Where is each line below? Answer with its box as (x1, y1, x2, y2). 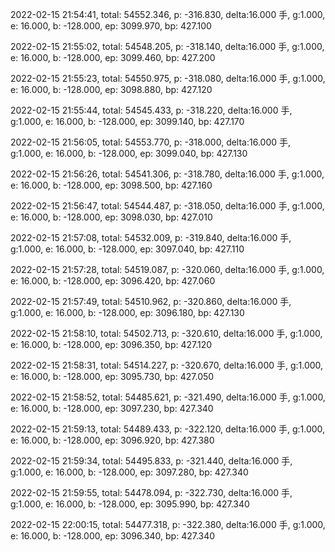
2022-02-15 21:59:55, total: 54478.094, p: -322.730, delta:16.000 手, (10, 487, 293, 498)
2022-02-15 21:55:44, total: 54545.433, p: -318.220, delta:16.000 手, (10, 104, 293, 116)
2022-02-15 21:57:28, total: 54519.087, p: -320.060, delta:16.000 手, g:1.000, (10, 264, 325, 275)
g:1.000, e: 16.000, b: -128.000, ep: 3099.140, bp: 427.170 (10, 116, 245, 127)
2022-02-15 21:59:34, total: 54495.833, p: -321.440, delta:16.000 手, (10, 455, 293, 467)
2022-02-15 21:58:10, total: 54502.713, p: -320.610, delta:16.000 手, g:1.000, (10, 328, 323, 339)
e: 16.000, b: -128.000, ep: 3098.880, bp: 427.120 (10, 84, 213, 95)
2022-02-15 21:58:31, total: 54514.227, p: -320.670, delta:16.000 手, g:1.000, (10, 359, 324, 371)
